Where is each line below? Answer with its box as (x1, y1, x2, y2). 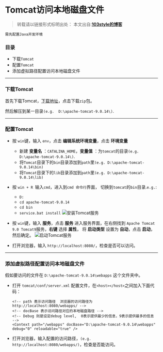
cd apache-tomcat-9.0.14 (19, 199, 70, 205)
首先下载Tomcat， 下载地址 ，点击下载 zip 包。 (5, 98, 95, 104)
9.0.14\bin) (19, 165, 44, 169)
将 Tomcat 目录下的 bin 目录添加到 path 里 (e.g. (19, 159, 106, 165)
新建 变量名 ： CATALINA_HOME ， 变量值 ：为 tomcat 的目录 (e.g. (19, 148, 139, 154)
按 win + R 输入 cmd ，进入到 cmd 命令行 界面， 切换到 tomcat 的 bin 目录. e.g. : (12, 184, 157, 190)
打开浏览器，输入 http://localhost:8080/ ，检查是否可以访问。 (12, 243, 138, 248)
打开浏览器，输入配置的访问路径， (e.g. (12, 336, 91, 341)
